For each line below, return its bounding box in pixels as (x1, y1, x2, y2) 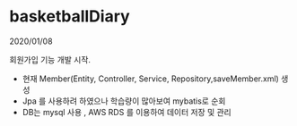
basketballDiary (9, 6, 130, 27)
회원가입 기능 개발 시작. (9, 54, 92, 64)
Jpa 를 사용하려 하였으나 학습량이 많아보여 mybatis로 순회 (22, 96, 226, 106)
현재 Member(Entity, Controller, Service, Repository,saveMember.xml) (22, 73, 280, 84)
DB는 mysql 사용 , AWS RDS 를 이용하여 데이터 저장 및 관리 (22, 106, 231, 117)
